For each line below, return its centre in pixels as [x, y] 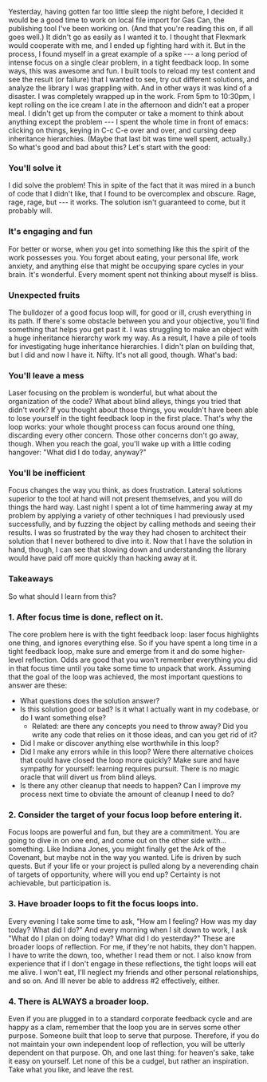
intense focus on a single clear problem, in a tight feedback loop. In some [129, 62]
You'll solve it [35, 168]
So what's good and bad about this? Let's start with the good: [110, 147]
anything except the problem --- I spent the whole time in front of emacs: [128, 122]
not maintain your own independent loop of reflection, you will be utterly [127, 1044]
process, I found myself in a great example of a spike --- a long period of [128, 54]
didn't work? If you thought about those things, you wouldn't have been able [133, 410]
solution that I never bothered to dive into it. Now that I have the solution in [130, 541]
